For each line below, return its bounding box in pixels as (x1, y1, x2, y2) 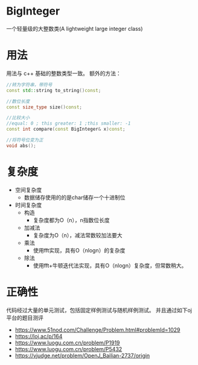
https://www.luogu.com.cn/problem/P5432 (14, 345, 123, 352)
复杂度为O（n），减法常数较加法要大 (33, 231, 123, 238)
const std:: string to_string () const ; (6, 87, 101, 93)
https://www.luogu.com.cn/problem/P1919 (14, 339, 120, 346)
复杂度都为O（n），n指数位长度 (33, 216, 110, 223)
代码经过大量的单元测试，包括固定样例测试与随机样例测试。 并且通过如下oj (6, 306, 192, 314)
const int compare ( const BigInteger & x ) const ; (6, 126, 126, 133)
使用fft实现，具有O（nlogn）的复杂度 (33, 246, 126, 254)
